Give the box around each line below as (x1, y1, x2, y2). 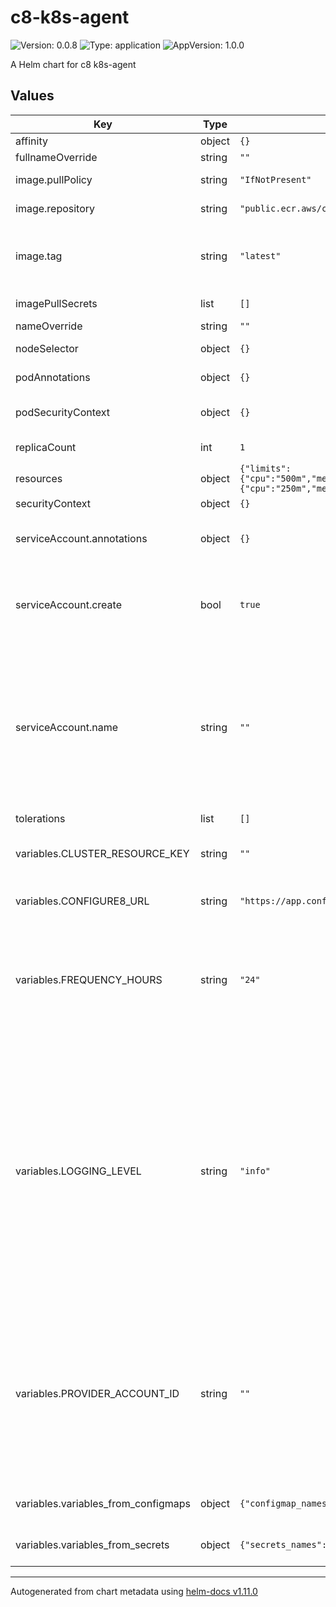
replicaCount (15, 440, 77, 454)
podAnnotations (15, 370, 91, 384)
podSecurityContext (15, 405, 111, 419)
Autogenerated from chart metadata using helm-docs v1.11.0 (10, 1585, 258, 1597)
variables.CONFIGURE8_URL (15, 894, 150, 908)
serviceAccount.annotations (15, 531, 148, 545)
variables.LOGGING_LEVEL (15, 1164, 142, 1178)
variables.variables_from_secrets (15, 1537, 170, 1551)
